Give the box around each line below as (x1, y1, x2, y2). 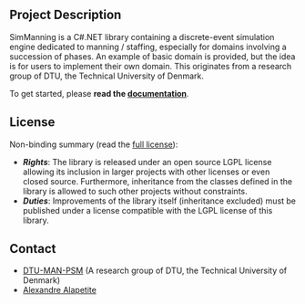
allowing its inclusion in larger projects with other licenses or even (22, 166, 270, 177)
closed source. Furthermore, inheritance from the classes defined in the (22, 175, 293, 186)
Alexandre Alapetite (22, 285, 97, 296)
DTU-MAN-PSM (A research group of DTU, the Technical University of (22, 265, 288, 277)
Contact (9, 241, 56, 257)
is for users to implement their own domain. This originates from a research (9, 60, 292, 71)
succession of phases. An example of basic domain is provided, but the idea (9, 50, 296, 62)
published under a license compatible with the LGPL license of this (22, 204, 273, 215)
